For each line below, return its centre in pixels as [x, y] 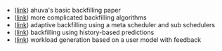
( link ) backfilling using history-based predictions [84, 32]
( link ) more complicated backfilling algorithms [80, 17]
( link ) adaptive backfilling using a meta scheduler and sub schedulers [115, 25]
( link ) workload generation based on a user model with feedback [107, 40]
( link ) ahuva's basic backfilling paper [67, 10]
